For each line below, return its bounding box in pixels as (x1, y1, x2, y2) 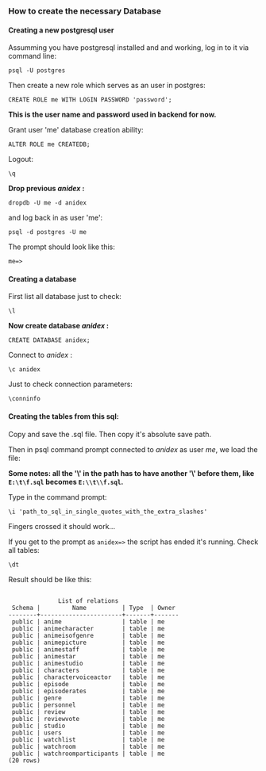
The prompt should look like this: (8, 242, 115, 251)
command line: (8, 52, 57, 61)
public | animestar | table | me (11, 652, 165, 660)
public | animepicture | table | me (11, 639, 165, 646)
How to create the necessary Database (8, 6, 161, 17)
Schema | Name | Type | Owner (11, 604, 176, 612)
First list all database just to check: (8, 292, 121, 301)
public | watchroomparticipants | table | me (11, 750, 165, 758)
